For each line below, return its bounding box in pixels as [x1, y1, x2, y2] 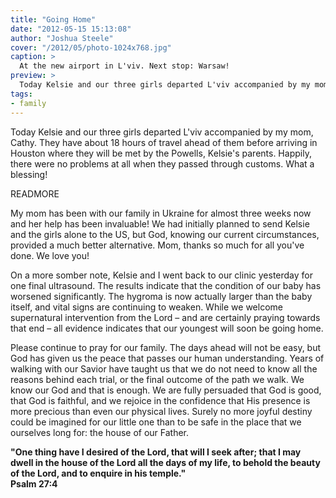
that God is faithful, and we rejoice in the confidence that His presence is [10, 394, 311, 406]
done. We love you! [10, 249, 90, 261]
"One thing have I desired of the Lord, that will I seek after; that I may [10, 446, 302, 458]
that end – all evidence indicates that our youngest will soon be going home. [10, 322, 324, 334]
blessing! [10, 168, 48, 180]
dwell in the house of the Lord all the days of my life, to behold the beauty [10, 456, 321, 468]
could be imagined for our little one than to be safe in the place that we [10, 416, 302, 428]
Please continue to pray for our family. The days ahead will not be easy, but [10, 341, 322, 353]
